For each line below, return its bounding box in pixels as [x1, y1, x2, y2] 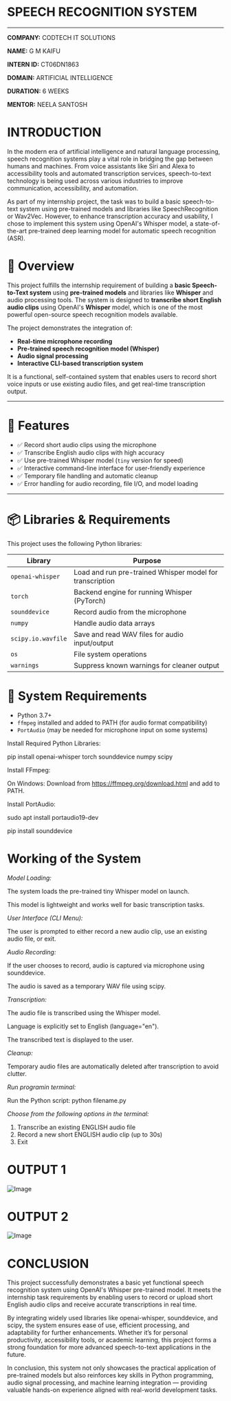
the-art [7, 226, 27, 235]
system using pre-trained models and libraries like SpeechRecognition [19, 204, 219, 213]
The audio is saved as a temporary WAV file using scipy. [7, 981, 166, 990]
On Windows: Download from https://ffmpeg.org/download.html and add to [7, 779, 220, 787]
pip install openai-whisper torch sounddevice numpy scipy [7, 752, 173, 761]
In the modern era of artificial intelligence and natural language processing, [7, 147, 221, 155]
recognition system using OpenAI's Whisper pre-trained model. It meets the [7, 1286, 222, 1294]
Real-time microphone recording [16, 337, 113, 345]
